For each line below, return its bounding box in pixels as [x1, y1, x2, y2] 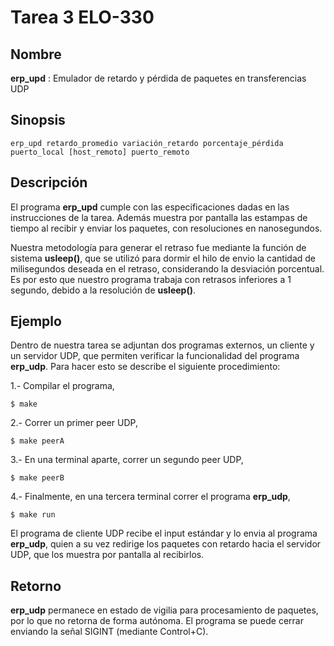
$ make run [10, 510, 56, 520]
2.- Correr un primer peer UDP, [10, 417, 139, 429]
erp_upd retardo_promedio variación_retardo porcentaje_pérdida [10, 138, 284, 148]
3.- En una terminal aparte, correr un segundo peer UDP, [10, 454, 244, 466]
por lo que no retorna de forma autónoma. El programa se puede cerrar [10, 615, 304, 627]
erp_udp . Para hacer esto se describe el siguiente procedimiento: [10, 361, 281, 373]
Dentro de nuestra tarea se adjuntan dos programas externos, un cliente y [10, 339, 315, 351]
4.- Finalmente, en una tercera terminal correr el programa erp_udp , [10, 491, 291, 503]
